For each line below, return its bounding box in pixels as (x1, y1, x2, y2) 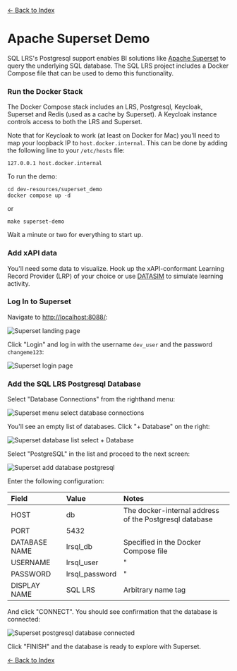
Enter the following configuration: (7, 477, 104, 485)
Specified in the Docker (123, 538, 201, 548)
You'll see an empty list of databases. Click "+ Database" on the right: (7, 423, 210, 431)
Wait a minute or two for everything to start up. (7, 231, 143, 239)
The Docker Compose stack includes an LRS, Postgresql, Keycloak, (7, 102, 203, 111)
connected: (7, 615, 41, 624)
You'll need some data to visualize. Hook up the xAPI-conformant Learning (7, 264, 224, 272)
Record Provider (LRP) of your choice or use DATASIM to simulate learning (7, 272, 224, 280)
